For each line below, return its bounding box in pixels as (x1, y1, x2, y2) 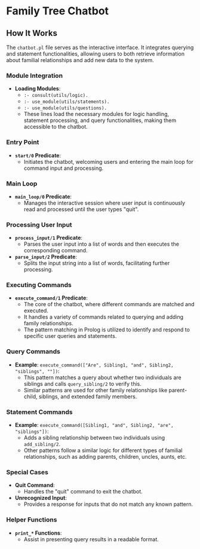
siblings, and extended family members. (38, 393, 137, 400)
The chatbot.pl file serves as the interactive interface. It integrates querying (6, 44, 194, 51)
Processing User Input (6, 220, 73, 228)
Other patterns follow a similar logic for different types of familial (23, 447, 183, 454)
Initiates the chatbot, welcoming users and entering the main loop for (23, 158, 194, 165)
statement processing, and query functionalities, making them (23, 117, 177, 124)
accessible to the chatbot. (23, 123, 88, 130)
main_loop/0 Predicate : (14, 193, 72, 200)
